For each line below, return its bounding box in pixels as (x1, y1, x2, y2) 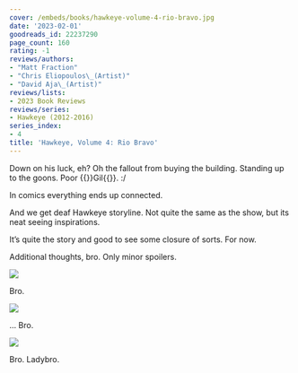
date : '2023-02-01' (9, 22, 83, 30)
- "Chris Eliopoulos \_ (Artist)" (9, 72, 130, 81)
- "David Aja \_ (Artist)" (9, 80, 102, 89)
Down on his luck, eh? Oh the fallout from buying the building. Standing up (9, 162, 285, 173)
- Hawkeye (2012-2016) (9, 113, 94, 122)
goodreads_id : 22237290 (9, 30, 99, 39)
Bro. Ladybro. (9, 353, 60, 364)
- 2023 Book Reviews (9, 96, 87, 106)
